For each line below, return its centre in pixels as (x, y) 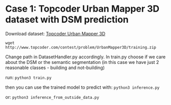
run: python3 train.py (29, 77)
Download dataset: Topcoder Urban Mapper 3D (55, 33)
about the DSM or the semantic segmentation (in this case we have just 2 (82, 62)
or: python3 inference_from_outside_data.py (52, 97)
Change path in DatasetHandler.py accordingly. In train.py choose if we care (86, 57)
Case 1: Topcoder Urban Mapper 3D (82, 9)
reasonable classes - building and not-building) (55, 67)
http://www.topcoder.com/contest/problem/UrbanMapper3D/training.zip (81, 47)
